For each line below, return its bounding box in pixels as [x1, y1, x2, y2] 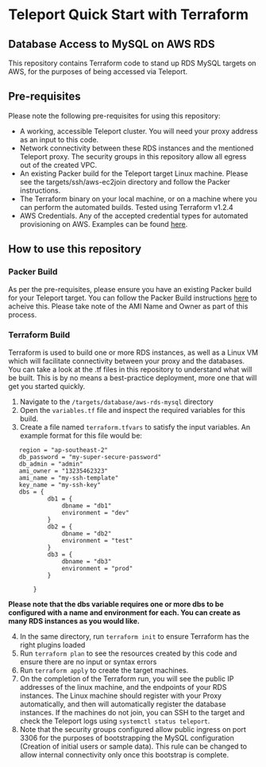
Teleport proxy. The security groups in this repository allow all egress [19, 151, 247, 161]
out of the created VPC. [19, 160, 98, 169]
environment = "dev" [61, 508, 129, 516]
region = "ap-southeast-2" [18, 446, 109, 454]
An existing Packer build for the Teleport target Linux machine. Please [19, 169, 249, 178]
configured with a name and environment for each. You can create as [8, 607, 241, 617]
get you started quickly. [8, 381, 86, 391]
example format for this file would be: [19, 430, 143, 440]
